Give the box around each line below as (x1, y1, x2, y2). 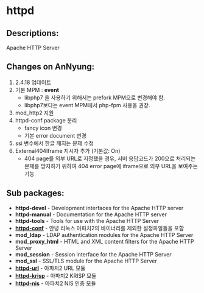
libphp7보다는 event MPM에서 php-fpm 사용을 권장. (24, 101, 150, 108)
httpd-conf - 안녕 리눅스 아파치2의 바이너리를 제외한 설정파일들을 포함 (15, 224, 185, 231)
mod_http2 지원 (15, 109, 54, 116)
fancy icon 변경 (24, 124, 62, 132)
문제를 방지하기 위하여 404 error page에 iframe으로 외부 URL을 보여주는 (24, 162, 198, 169)
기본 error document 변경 (24, 132, 86, 139)
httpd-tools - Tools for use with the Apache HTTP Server (15, 217, 160, 224)
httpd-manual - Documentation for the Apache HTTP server (15, 211, 167, 218)
